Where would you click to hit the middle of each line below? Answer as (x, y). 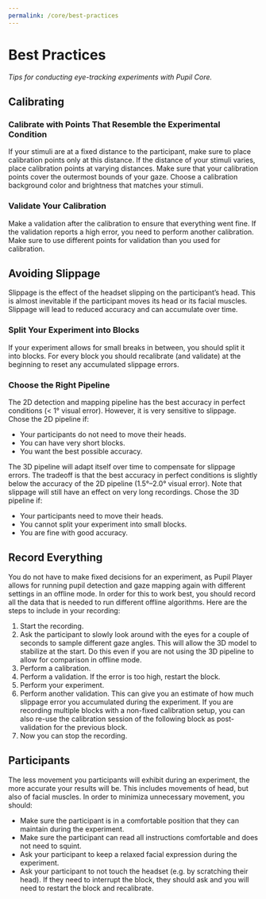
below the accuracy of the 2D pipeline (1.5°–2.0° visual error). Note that (125, 483)
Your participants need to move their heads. (92, 515)
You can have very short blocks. (72, 442)
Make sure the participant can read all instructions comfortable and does (139, 837)
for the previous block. (91, 727)
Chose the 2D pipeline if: (49, 419)
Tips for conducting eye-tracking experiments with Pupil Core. (110, 77)
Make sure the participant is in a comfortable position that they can (129, 820)
